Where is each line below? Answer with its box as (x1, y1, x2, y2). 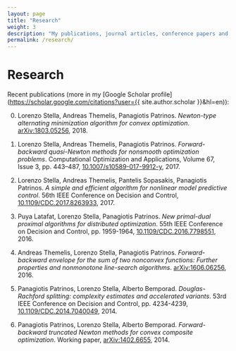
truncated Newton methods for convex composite (49, 328, 194, 337)
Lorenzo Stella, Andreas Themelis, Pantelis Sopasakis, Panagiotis (17, 176, 207, 185)
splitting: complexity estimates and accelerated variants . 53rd (46, 292, 227, 300)
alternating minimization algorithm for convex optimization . (17, 119, 190, 128)
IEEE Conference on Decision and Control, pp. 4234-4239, (17, 300, 189, 308)
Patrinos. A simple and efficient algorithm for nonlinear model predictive (17, 184, 228, 192)
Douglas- (178, 285, 206, 293)
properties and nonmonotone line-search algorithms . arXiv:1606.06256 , (17, 264, 227, 272)
